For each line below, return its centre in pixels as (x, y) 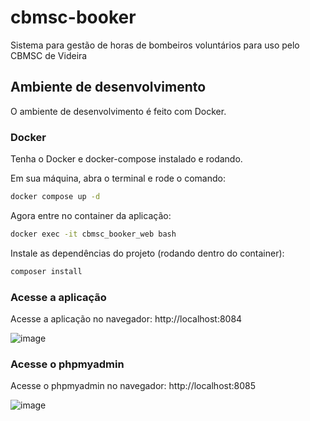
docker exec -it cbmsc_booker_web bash (93, 234)
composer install (46, 271)
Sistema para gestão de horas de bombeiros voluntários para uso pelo (155, 45)
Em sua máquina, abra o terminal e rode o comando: (118, 178)
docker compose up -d (55, 197)
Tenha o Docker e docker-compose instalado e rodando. (126, 159)
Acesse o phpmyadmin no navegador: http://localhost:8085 (133, 386)
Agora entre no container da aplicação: (91, 215)
